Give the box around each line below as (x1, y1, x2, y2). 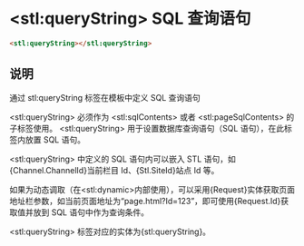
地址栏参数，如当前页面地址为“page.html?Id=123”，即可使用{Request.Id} (9, 195, 281, 206)
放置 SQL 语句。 (25, 133, 86, 145)
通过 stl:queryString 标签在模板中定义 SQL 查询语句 (9, 92, 201, 103)
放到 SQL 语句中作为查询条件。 (33, 206, 150, 218)
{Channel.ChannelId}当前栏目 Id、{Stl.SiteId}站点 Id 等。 (9, 164, 220, 175)
